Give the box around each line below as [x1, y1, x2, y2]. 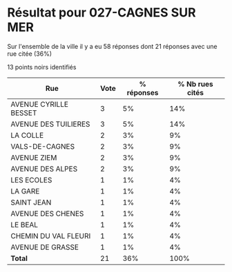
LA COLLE [10, 130, 44, 140]
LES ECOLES [10, 175, 52, 185]
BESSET [10, 108, 37, 118]
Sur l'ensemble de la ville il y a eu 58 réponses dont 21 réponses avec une [7, 42, 217, 50]
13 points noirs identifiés [7, 63, 77, 71]
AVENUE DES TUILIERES [10, 119, 90, 129]
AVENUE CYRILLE [10, 99, 69, 109]
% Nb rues [177, 79, 214, 89]
